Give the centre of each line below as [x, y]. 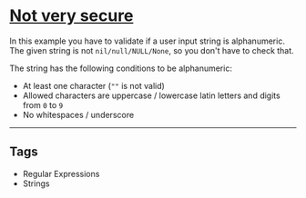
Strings [36, 183]
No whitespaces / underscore [78, 114]
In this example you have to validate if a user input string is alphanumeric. [147, 41]
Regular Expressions [61, 173]
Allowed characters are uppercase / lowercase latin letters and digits [151, 95]
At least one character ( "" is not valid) [94, 85]
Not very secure [71, 16]
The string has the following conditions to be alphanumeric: [121, 68]
